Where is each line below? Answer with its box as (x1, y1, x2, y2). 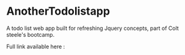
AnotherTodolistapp (6, 4, 111, 18)
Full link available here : (6, 43, 65, 50)
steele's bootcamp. (6, 31, 55, 38)
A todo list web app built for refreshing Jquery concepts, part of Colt (6, 24, 179, 32)
